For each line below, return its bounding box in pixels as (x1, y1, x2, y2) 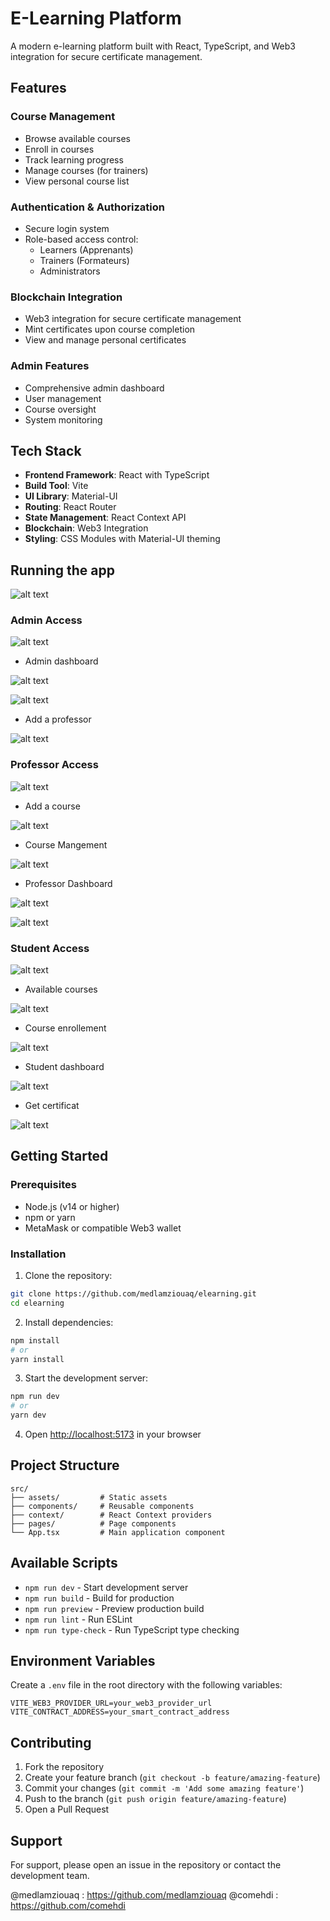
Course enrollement (24, 1022, 107, 1034)
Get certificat (24, 1100, 80, 1112)
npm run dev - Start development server (24, 1581, 189, 1593)
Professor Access (10, 758, 99, 772)
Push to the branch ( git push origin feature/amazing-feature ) (24, 1793, 287, 1805)
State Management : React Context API (24, 512, 187, 524)
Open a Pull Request (24, 1803, 110, 1816)
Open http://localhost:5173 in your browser (24, 1428, 202, 1441)
